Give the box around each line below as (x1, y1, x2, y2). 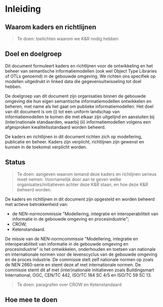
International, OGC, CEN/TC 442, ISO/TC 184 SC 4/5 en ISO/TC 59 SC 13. (5, 272, 152, 278)
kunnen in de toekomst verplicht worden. (5, 144, 88, 150)
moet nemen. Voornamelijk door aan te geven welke (17, 176, 122, 182)
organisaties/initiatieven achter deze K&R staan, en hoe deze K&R (17, 182, 148, 187)
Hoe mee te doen (5, 296, 57, 304)
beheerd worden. (17, 186, 52, 192)
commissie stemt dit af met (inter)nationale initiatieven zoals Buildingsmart (5, 267, 154, 273)
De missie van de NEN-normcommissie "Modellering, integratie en (5, 236, 138, 242)
